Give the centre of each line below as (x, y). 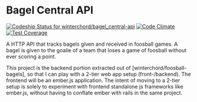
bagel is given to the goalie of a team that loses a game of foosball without (96, 50)
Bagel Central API (50, 10)
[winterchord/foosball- (159, 67)
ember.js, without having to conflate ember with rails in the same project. (94, 93)
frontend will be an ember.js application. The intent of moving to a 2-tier (93, 80)
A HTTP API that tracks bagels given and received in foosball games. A (92, 44)
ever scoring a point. (31, 56)
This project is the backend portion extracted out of (69, 67)
